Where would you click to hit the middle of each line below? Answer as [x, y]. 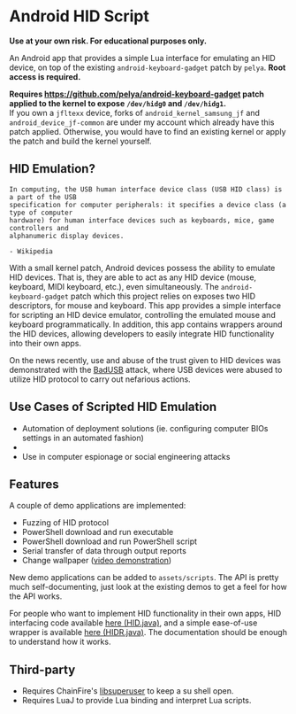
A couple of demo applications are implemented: [98, 506]
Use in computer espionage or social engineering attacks [126, 456]
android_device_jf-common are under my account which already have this [142, 122]
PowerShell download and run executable [98, 532]
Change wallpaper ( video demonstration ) [97, 561]
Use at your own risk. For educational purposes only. [108, 41]
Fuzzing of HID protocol [65, 523]
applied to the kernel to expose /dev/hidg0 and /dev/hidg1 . [118, 103]
